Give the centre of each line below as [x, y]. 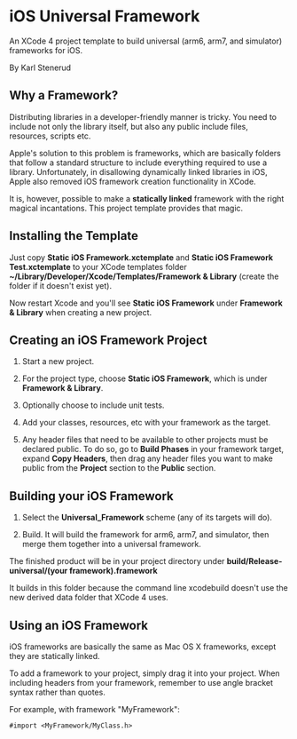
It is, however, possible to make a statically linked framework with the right [147, 198]
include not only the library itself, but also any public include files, [129, 126]
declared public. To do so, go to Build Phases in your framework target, [153, 449]
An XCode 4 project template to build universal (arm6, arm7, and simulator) [146, 41]
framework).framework [113, 571]
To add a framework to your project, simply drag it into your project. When [145, 673]
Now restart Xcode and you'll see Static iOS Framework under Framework [146, 303]
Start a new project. [58, 362]
